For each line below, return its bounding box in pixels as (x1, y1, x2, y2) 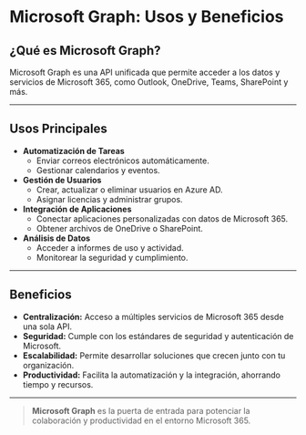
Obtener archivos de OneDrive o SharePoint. (36, 223, 203, 233)
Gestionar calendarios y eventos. (36, 164, 161, 175)
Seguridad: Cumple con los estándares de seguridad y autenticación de (22, 330, 294, 341)
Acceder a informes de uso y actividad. (36, 242, 184, 253)
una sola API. (22, 321, 73, 332)
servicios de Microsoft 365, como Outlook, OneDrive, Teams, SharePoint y (9, 77, 289, 88)
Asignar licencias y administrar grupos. (36, 193, 184, 204)
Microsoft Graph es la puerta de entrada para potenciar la (31, 405, 250, 416)
